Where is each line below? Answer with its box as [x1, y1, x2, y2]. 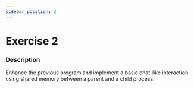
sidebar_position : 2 [5, 8, 57, 15]
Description [5, 55, 40, 64]
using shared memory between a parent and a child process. [5, 76, 155, 83]
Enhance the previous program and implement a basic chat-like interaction [5, 69, 189, 76]
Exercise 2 [5, 34, 58, 48]
